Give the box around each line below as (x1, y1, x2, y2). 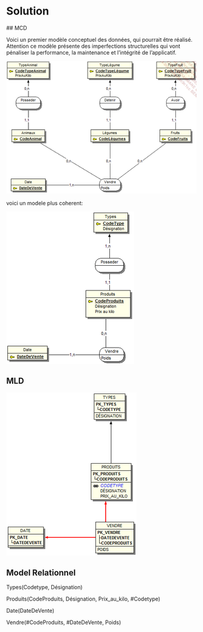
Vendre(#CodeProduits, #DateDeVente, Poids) (6, 619, 121, 626)
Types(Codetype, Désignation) (6, 584, 83, 591)
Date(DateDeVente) (6, 607, 54, 614)
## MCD (6, 24, 27, 31)
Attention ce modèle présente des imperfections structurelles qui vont (6, 42, 181, 50)
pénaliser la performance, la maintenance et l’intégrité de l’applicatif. (6, 48, 177, 56)
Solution (6, 4, 50, 18)
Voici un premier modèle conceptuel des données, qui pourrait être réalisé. (6, 36, 193, 43)
